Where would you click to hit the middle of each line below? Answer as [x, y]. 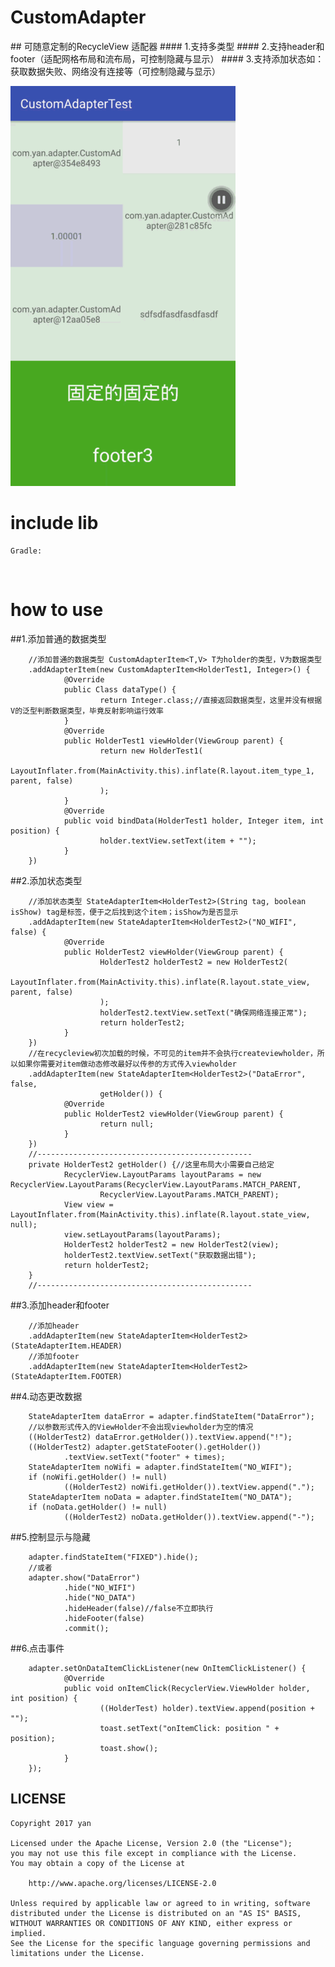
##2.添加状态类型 [46, 880]
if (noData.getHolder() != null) [98, 1507]
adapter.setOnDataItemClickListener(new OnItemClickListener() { [167, 1668]
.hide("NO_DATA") [100, 1597]
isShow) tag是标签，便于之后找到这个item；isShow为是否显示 [124, 912]
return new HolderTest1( [151, 751]
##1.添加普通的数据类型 [58, 638]
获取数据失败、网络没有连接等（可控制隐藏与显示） [115, 71]
